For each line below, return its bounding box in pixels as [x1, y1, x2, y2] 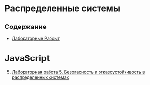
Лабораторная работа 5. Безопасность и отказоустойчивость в [11, 69, 145, 75]
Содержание [4, 23, 47, 31]
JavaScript [4, 53, 50, 64]
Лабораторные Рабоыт [11, 35, 60, 41]
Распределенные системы [4, 3, 121, 14]
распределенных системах [11, 74, 69, 80]
